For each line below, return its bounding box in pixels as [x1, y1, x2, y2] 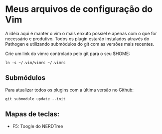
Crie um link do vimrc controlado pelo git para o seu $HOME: [5, 51, 131, 57]
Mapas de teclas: [5, 110, 60, 119]
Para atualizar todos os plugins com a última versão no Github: [5, 87, 134, 93]
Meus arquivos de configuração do [5, 3, 153, 15]
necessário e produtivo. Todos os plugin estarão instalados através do [5, 36, 150, 42]
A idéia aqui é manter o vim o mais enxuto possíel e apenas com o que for [5, 30, 157, 36]
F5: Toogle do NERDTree [12, 123, 63, 129]
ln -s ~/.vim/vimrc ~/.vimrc [5, 60, 66, 65]
